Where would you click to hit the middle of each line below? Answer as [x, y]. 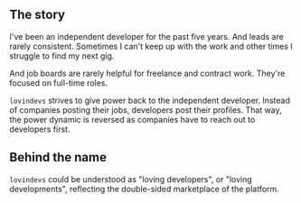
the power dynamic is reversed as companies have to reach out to [132, 119]
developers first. [40, 129]
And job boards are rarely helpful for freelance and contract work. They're [147, 73]
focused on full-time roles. [59, 83]
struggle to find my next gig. [62, 55]
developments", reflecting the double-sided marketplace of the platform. [145, 189]
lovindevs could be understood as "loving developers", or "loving [131, 179]
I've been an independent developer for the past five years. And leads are [147, 36]
